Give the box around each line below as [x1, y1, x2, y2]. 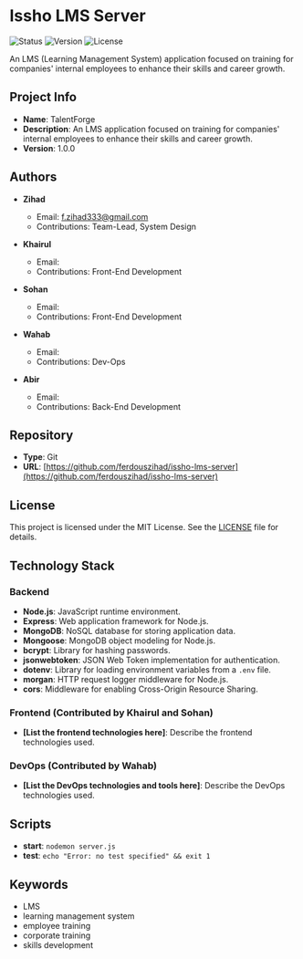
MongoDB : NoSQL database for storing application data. [22, 625, 235, 636]
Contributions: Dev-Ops [36, 356, 126, 367]
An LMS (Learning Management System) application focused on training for [9, 53, 294, 64]
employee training [22, 921, 91, 932]
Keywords [9, 877, 68, 892]
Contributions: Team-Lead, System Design [36, 221, 197, 232]
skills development [22, 940, 94, 951]
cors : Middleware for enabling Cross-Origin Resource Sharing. [22, 683, 258, 694]
